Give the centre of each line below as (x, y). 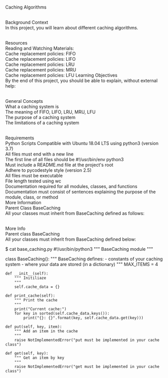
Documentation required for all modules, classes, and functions (71, 186)
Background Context (27, 22)
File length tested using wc (33, 181)
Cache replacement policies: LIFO (40, 59)
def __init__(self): (27, 274)
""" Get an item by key (39, 358)
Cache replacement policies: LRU (40, 64)
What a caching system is (32, 106)
